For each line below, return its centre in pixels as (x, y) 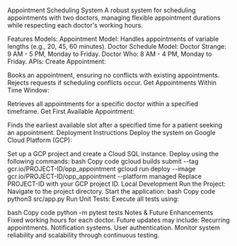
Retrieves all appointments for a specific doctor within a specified (103, 104)
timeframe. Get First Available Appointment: (71, 111)
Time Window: (28, 90)
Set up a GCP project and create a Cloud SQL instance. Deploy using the (113, 154)
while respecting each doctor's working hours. (75, 25)
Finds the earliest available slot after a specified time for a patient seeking (115, 125)
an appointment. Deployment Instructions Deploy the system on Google (111, 133)
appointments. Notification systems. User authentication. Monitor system (114, 228)
